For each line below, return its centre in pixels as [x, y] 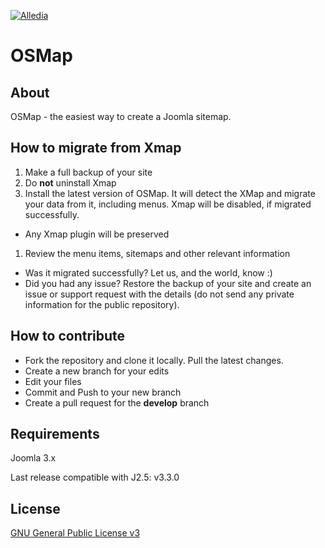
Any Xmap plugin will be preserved [97, 234]
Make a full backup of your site [88, 172]
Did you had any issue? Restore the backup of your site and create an [168, 283]
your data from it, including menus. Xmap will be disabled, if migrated [168, 204]
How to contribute [68, 336]
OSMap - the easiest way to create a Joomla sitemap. [121, 116]
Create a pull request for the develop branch [117, 402]
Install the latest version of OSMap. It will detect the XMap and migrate [170, 193]
